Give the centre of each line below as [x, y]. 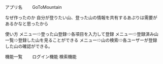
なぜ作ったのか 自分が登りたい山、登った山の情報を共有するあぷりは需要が [81, 18]
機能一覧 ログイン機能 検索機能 [41, 57]
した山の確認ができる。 [29, 46]
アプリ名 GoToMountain [33, 7]
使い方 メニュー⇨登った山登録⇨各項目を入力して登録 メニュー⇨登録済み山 [82, 34]
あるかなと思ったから [27, 24]
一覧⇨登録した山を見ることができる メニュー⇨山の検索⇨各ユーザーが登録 [81, 40]
